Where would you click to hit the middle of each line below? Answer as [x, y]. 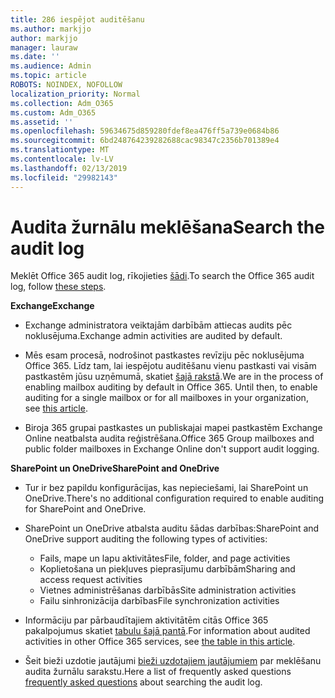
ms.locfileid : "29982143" [64, 177]
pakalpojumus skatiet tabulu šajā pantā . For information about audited [167, 631]
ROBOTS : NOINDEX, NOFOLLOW [66, 85]
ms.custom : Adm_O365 [53, 112]
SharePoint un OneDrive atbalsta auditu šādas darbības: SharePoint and [172, 528]
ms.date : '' [35, 57]
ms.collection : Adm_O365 [62, 103]
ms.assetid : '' [42, 122]
